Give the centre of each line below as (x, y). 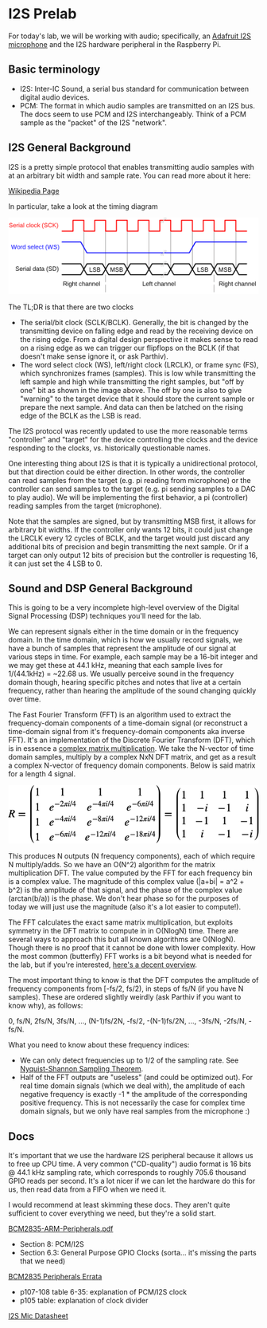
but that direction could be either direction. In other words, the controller (127, 472)
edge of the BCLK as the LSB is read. (80, 415)
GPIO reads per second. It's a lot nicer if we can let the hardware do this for (132, 1181)
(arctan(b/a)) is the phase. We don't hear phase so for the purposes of (124, 898)
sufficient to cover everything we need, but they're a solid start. (112, 1213)
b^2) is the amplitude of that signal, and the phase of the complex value (125, 890)
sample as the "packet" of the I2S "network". (93, 122)
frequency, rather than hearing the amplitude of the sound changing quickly (132, 691)
